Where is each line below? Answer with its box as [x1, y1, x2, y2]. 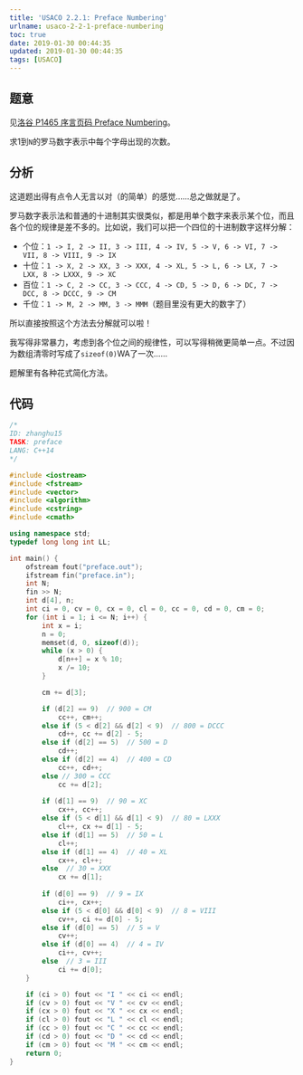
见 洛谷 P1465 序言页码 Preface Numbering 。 [9, 117, 176, 128]
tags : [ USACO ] [9, 55, 63, 64]
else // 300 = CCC [42, 771, 111, 781]
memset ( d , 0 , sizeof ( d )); [42, 638, 140, 647]
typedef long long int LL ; [9, 537, 111, 547]
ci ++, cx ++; [57, 898, 103, 907]
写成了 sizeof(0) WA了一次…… [56, 347, 168, 358]
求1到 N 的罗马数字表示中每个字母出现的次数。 [9, 136, 175, 147]
